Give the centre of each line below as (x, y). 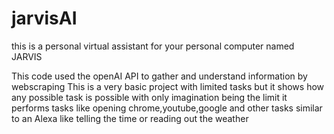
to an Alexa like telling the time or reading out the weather (130, 118)
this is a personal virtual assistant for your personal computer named (153, 46)
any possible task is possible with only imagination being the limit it (149, 97)
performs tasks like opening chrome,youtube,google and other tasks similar (167, 108)
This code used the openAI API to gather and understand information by (159, 76)
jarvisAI (44, 18)
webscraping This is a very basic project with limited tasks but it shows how (168, 86)
